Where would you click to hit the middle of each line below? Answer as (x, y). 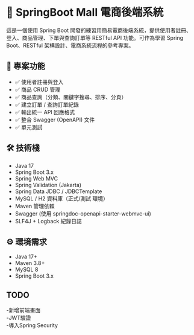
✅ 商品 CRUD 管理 (38, 89)
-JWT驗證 (19, 318)
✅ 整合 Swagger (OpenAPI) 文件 (55, 120)
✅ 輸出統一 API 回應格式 (45, 112)
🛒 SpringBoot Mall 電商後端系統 (85, 12)
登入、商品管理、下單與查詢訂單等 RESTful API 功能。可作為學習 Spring (95, 37)
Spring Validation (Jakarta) (48, 185)
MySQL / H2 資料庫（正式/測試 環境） (61, 198)
